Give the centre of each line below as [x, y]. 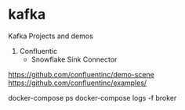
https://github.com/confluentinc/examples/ [78, 83]
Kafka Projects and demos [51, 36]
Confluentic [38, 51]
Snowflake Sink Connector [74, 59]
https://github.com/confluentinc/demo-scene [81, 74]
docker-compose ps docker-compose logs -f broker [92, 98]
